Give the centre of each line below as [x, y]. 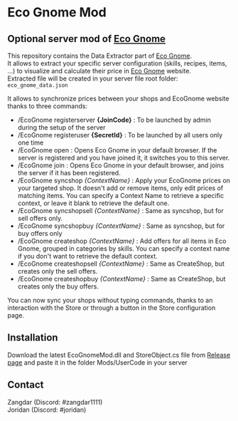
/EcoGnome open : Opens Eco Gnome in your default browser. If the [117, 150]
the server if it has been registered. [69, 173]
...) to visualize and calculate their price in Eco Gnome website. [99, 71]
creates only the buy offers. [58, 286]
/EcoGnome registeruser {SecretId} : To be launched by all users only [120, 135]
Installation [33, 338]
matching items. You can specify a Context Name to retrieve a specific [121, 196]
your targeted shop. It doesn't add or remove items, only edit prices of [120, 188]
